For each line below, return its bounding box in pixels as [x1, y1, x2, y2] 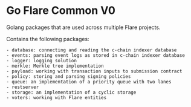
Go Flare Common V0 [6, 4, 116, 18]
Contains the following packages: [6, 35, 89, 42]
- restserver [6, 84, 39, 90]
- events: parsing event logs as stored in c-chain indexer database [6, 52, 186, 58]
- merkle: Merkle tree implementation [6, 63, 104, 69]
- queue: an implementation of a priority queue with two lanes [6, 79, 172, 85]
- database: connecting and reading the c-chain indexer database [6, 47, 177, 53]
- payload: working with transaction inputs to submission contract [6, 68, 183, 74]
